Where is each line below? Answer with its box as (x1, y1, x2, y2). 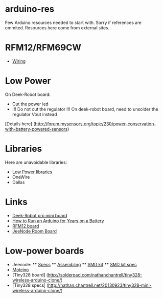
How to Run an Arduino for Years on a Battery (12, 218, 104, 224)
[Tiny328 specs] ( (12, 282, 48, 288)
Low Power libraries (12, 169, 52, 175)
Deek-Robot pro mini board (12, 212, 68, 218)
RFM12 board (12, 223, 39, 229)
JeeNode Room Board (12, 228, 57, 234)
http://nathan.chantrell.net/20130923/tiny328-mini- (48, 282, 152, 288)
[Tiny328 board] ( (12, 272, 48, 277)
